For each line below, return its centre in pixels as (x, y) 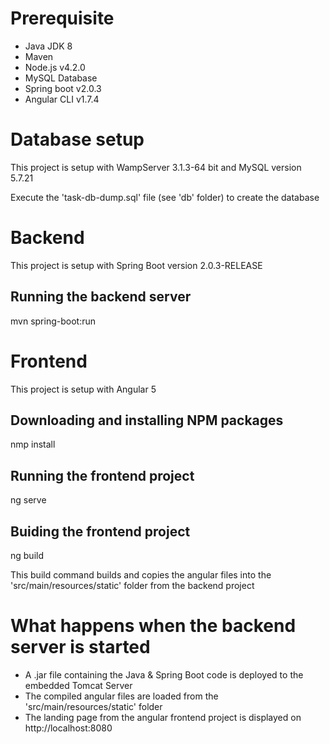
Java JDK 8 (48, 46)
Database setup (77, 139)
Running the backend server (101, 297)
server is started (80, 647)
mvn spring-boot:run (53, 321)
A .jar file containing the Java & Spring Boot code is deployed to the (164, 674)
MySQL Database (61, 78)
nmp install (33, 444)
